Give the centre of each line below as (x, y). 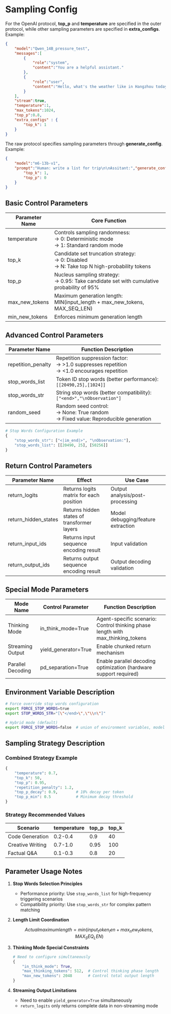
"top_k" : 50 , (28, 778)
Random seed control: (82, 406)
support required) (118, 674)
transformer (77, 523)
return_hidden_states (33, 520)
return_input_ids (27, 544)
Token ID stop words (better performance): (107, 379)
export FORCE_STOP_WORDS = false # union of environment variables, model (85, 727)
